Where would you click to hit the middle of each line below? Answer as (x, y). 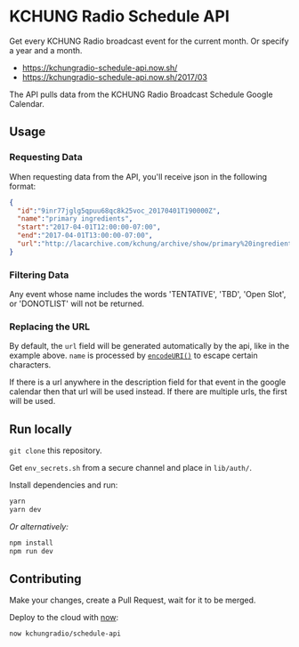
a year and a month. (46, 50)
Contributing (45, 579)
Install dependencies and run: (64, 485)
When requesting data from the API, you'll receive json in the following (138, 176)
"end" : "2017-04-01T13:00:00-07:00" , (85, 236)
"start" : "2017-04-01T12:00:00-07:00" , (89, 227)
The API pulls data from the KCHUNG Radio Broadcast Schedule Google (141, 94)
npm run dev (31, 551)
